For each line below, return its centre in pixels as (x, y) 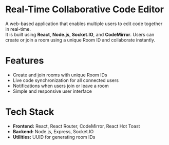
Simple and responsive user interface (52, 91)
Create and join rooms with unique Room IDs (60, 75)
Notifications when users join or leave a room (61, 86)
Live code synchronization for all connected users (66, 80)
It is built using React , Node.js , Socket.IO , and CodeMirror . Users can (80, 34)
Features (25, 61)
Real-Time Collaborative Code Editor (85, 9)
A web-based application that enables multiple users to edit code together (84, 24)
